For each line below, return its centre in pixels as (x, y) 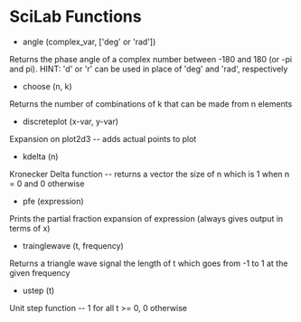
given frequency (40, 272)
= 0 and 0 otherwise (47, 184)
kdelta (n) (40, 156)
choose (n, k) (47, 86)
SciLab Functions (75, 17)
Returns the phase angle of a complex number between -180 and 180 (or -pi (150, 59)
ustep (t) (38, 290)
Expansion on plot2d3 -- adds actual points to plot (103, 138)
